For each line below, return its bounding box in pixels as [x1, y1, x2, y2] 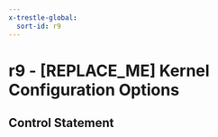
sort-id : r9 [16, 22, 62, 31]
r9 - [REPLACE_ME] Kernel [8, 60, 210, 81]
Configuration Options [8, 79, 180, 100]
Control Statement [8, 115, 114, 131]
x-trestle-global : [8, 13, 77, 23]
